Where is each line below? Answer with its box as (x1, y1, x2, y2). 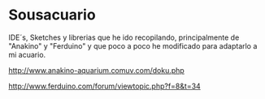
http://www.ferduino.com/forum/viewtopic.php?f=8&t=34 (8, 81, 201, 91)
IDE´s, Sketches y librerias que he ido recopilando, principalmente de (8, 32, 240, 42)
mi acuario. (8, 49, 46, 59)
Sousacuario (8, 6, 96, 24)
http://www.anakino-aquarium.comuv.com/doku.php (8, 65, 185, 75)
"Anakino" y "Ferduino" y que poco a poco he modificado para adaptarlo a (8, 41, 258, 50)
